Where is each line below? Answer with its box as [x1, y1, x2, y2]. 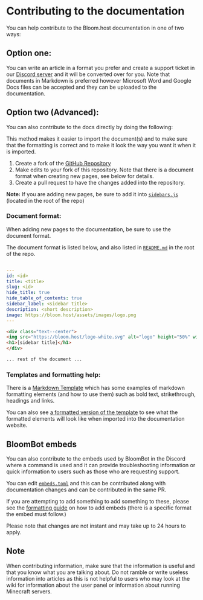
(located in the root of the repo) [6, 197, 85, 204]
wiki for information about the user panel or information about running [6, 581, 180, 589]
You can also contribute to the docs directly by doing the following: [6, 123, 173, 130]
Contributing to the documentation [6, 4, 185, 18]
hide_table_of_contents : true [6, 295, 83, 301]
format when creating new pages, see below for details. [14, 172, 154, 179]
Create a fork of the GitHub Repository [14, 159, 111, 167]
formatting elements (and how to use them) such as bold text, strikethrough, [6, 391, 196, 398]
